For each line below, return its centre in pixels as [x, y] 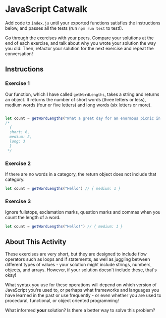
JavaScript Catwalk [46, 9]
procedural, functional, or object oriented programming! [62, 300]
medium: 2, [21, 137]
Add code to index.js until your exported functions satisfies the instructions [83, 23]
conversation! [19, 54]
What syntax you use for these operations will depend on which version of [81, 285]
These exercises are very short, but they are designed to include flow [76, 254]
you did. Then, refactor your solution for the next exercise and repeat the [80, 48]
